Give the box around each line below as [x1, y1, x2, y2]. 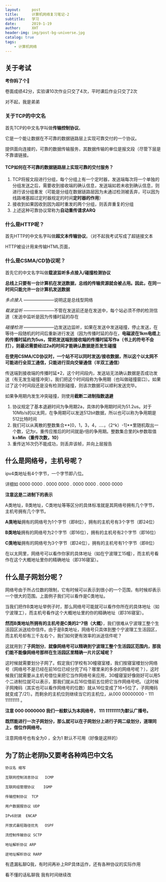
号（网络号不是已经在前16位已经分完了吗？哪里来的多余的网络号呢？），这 [5, 666, 155, 672]
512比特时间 [12, 416, 37, 422]
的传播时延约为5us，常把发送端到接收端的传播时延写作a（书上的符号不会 [5, 336, 154, 342]
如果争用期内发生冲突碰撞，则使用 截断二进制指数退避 [5, 393, 114, 399]
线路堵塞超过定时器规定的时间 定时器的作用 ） [12, 194, 104, 201]
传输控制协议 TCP [5, 794, 39, 799]
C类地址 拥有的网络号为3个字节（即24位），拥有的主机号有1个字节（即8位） [5, 540, 157, 546]
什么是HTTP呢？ [5, 221, 44, 228]
